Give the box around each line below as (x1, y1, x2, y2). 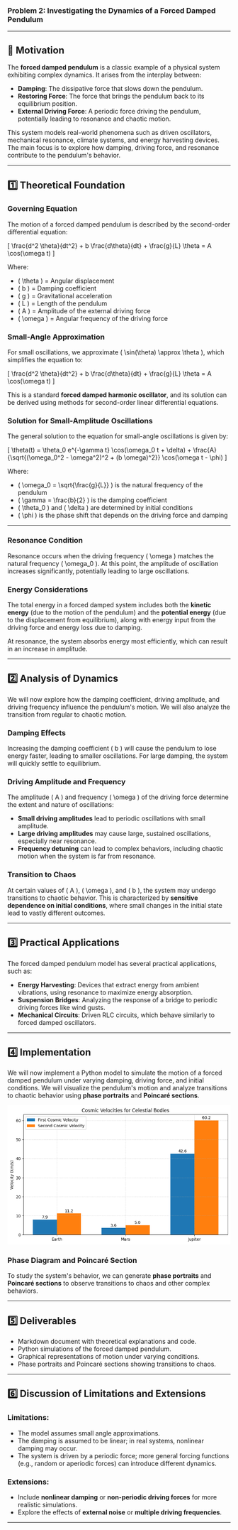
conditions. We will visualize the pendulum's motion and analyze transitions (7, 1084, 228, 1092)
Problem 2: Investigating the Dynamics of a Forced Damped (7, 6, 216, 16)
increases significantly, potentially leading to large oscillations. (7, 567, 190, 575)
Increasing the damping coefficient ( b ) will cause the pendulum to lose (7, 744, 217, 753)
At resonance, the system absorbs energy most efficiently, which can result (7, 636, 228, 645)
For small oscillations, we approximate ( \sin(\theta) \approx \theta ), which (7, 348, 225, 357)
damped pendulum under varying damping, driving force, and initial (7, 1076, 204, 1085)
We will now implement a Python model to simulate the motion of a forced (7, 1068, 222, 1078)
